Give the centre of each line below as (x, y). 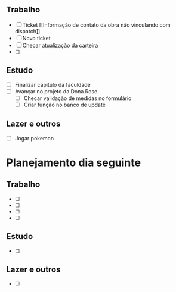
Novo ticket (36, 38)
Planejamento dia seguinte (74, 162)
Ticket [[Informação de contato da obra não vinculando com (97, 25)
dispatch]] (27, 31)
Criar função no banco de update (65, 105)
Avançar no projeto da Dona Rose (56, 91)
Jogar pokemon (34, 138)
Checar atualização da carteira (60, 45)
